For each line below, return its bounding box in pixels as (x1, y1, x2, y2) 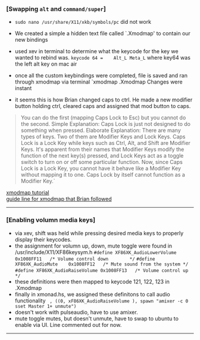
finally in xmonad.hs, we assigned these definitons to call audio (14, 290, 171, 298)
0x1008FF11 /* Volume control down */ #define (14, 256, 156, 262)
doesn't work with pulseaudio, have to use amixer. (14, 308, 138, 316)
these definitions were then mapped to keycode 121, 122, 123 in (14, 278, 170, 285)
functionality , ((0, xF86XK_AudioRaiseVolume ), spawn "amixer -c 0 (14, 297, 189, 304)
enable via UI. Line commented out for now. (14, 321, 122, 328)
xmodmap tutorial (6, 189, 49, 196)
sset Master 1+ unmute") (14, 303, 77, 309)
